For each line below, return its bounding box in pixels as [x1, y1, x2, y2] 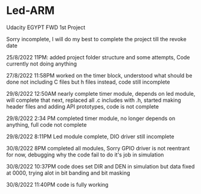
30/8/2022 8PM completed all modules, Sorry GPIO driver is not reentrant [6, 144, 190, 152]
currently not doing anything [6, 60, 77, 67]
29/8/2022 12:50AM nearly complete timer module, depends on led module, [6, 90, 196, 97]
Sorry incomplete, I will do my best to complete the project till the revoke [6, 35, 187, 42]
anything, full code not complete [6, 121, 87, 128]
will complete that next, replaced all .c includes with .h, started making [6, 96, 181, 104]
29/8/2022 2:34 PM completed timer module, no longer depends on [6, 115, 176, 122]
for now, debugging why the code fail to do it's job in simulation [6, 151, 164, 158]
